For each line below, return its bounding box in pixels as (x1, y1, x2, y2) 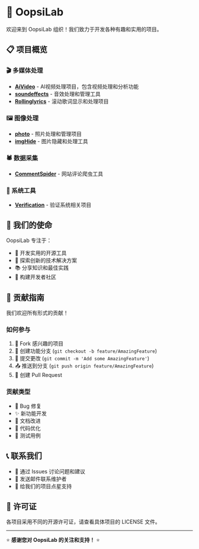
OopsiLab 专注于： (6, 237, 52, 244)
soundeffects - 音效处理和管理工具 (14, 90, 101, 97)
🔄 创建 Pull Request (14, 372, 62, 379)
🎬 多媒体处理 (6, 66, 43, 75)
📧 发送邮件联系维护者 (14, 475, 67, 482)
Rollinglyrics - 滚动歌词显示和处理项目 (14, 98, 109, 105)
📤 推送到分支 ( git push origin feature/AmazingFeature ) (14, 362, 154, 369)
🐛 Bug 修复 (14, 402, 41, 409)
